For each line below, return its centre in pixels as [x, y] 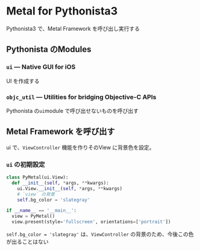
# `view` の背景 [36, 194]
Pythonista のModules [49, 49]
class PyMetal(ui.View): [37, 177]
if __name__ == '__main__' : [42, 211]
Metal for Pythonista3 [62, 11]
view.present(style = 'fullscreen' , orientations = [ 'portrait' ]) [91, 222]
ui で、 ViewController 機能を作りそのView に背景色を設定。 [80, 147]
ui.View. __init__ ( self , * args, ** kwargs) [70, 188]
